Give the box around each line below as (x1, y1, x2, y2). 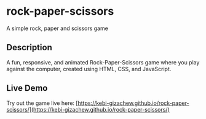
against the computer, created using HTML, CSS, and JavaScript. (6, 65, 172, 72)
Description (6, 42, 52, 53)
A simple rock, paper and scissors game (6, 25, 109, 32)
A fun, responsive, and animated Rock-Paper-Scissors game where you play (6, 58, 200, 66)
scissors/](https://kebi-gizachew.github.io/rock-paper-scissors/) (6, 106, 170, 113)
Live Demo (6, 83, 48, 93)
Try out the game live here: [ (6, 99, 78, 107)
